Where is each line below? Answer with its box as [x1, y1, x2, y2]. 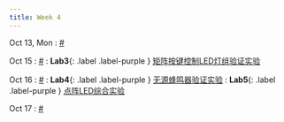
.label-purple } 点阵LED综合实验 [9, 85, 126, 95]
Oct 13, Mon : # [9, 37, 65, 48]
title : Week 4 [9, 12, 62, 22]
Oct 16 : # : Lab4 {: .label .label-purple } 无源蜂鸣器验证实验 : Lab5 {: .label [9, 74, 276, 85]
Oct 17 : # [9, 103, 44, 113]
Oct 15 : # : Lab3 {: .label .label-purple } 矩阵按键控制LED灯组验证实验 [9, 55, 261, 66]
